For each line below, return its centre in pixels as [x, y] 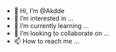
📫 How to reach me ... [46, 41]
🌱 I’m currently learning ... [51, 26]
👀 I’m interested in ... [44, 18]
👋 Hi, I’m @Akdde [39, 11]
